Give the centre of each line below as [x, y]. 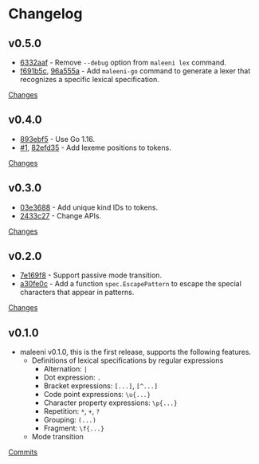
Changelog [45, 14]
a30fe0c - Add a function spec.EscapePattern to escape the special [130, 284]
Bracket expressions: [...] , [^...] [100, 386]
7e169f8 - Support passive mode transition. [90, 275]
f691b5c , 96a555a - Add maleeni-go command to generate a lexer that [135, 71]
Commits [23, 452]
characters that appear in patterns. [77, 293]
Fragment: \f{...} [74, 428]
